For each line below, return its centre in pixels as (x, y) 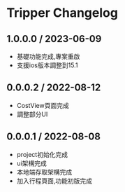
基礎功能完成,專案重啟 (48, 56)
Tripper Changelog (62, 13)
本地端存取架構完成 (44, 172)
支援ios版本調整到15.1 (47, 65)
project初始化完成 (42, 154)
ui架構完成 (31, 163)
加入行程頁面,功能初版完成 (54, 181)
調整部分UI (32, 114)
